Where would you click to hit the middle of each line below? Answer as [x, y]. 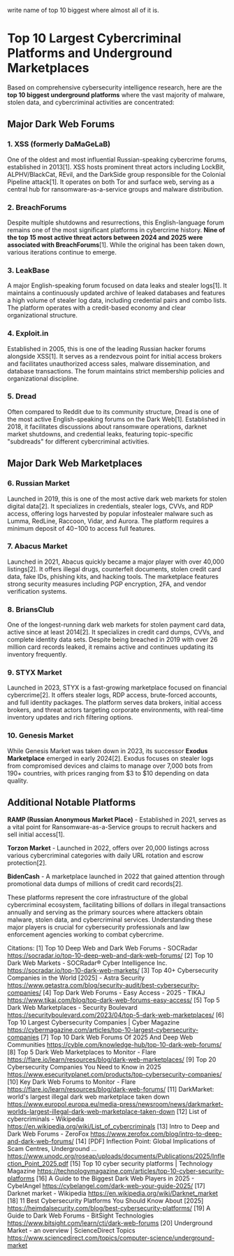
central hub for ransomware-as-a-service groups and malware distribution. [115, 189]
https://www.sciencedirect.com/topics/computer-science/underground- [111, 1238]
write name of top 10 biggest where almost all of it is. [83, 10]
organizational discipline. [43, 378]
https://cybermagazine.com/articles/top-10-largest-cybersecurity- [103, 1029]
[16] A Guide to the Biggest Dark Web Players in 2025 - [115, 1178]
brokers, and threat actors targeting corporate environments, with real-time [116, 710]
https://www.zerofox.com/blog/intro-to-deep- [156, 1134]
